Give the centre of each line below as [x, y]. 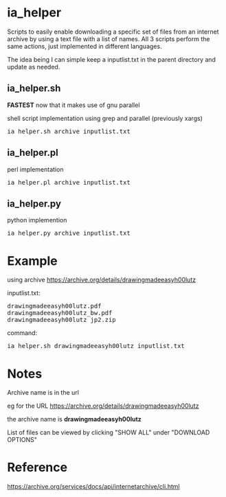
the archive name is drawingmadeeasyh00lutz [75, 419]
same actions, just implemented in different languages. [85, 46]
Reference [37, 467]
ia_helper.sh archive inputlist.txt [69, 131]
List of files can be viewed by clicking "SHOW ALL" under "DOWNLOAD [109, 432]
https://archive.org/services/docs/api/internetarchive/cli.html [93, 487]
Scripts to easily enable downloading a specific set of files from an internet [113, 32]
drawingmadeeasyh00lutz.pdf [54, 306]
